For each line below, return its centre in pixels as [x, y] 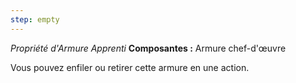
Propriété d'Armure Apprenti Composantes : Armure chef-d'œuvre [148, 48]
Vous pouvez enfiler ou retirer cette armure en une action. [130, 67]
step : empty [35, 19]
